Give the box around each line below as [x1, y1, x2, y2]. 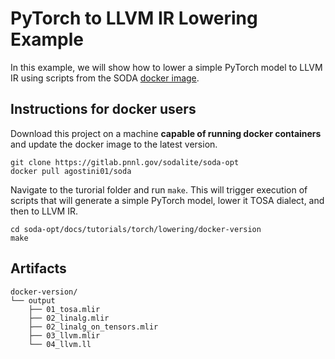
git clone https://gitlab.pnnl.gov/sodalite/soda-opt [10, 157, 240, 167]
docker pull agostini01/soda [10, 166, 132, 176]
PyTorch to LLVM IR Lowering [10, 7, 258, 30]
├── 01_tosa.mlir [28, 304, 101, 314]
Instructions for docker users [10, 101, 197, 118]
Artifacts [10, 260, 67, 277]
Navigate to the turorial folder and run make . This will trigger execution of [10, 183, 308, 196]
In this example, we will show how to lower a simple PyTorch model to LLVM [10, 61, 323, 73]
